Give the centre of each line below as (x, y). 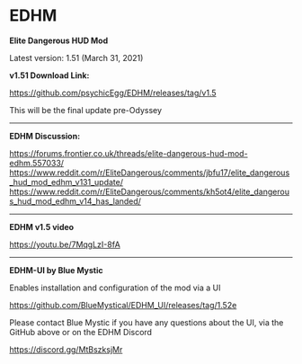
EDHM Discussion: (45, 136)
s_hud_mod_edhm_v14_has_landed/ (75, 201)
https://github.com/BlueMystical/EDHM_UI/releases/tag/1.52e (123, 305)
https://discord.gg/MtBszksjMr (66, 349)
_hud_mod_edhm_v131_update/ (67, 182)
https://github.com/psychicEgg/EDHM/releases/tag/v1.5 (113, 93)
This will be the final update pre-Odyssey (86, 110)
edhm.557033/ (37, 163)
